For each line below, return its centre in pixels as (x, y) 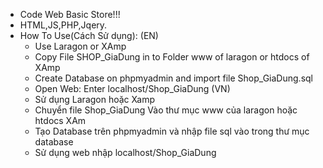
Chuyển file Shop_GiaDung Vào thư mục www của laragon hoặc (166, 110)
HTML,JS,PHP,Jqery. (63, 25)
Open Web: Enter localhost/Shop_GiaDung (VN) (132, 88)
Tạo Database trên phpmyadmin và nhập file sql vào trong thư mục (172, 131)
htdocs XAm (60, 120)
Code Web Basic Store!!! (70, 14)
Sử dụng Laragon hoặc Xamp (94, 99)
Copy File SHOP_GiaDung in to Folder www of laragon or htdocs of (172, 57)
